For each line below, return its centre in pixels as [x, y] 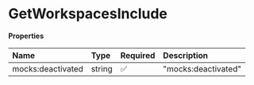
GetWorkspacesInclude [88, 14]
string [102, 68]
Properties [26, 36]
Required [138, 55]
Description [185, 55]
